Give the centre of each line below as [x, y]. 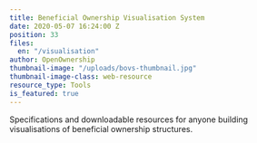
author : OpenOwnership [52, 60]
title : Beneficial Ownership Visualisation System [107, 18]
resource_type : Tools [50, 85]
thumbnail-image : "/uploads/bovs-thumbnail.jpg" [103, 69]
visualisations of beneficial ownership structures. [101, 129]
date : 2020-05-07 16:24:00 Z [64, 26]
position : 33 [34, 34]
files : [22, 43]
